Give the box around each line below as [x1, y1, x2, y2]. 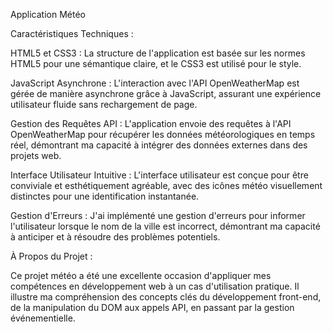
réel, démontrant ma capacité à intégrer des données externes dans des [10, 139, 308, 151]
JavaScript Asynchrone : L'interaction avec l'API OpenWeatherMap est [10, 77, 300, 89]
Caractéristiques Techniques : [10, 28, 134, 39]
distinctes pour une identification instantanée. [10, 190, 200, 202]
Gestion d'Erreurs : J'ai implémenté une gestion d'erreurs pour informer [10, 210, 306, 221]
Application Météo [10, 9, 86, 20]
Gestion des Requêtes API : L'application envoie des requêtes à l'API [10, 118, 292, 129]
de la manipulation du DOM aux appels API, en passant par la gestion [10, 302, 295, 313]
